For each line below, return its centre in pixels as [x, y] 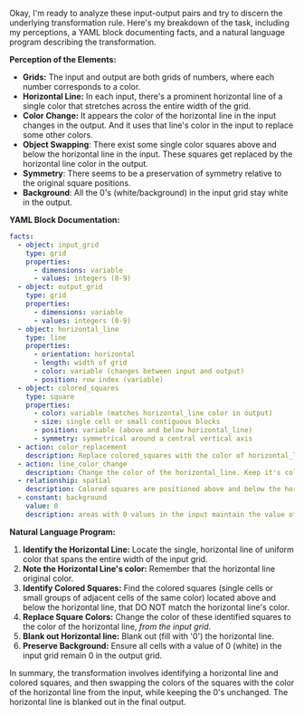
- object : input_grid [58, 245]
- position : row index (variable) [99, 380]
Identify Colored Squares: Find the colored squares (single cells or [148, 587]
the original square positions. [76, 183]
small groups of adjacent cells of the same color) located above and [149, 597]
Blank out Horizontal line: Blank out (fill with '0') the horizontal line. [148, 636]
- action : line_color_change [72, 464]
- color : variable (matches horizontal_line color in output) [153, 413]
